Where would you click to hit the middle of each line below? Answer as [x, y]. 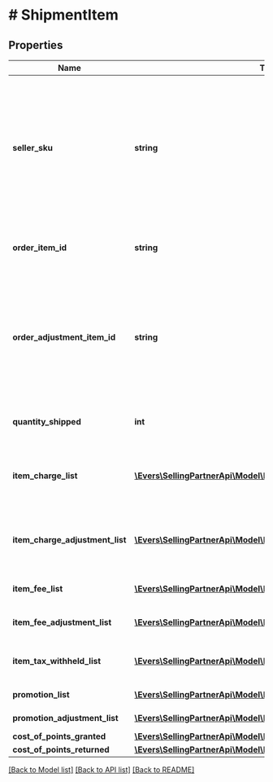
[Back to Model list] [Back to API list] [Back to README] [102, 770]
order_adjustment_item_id [64, 337]
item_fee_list [38, 589]
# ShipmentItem [64, 15]
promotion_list [41, 694]
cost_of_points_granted [59, 736]
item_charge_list [45, 476]
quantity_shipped [47, 422]
